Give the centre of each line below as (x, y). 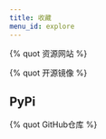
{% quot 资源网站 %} (48, 53)
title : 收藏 (30, 18)
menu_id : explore (42, 26)
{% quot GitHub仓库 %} (53, 124)
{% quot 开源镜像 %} (48, 73)
